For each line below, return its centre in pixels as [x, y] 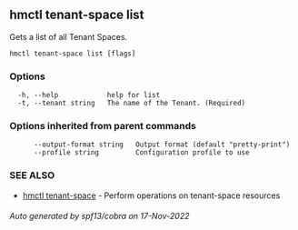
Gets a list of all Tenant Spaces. [69, 36]
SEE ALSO [32, 175]
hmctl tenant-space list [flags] [73, 54]
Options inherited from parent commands [103, 126]
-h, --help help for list [89, 95]
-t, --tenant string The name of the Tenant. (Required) [132, 104]
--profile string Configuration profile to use [141, 153]
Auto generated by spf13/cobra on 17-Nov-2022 [99, 216]
